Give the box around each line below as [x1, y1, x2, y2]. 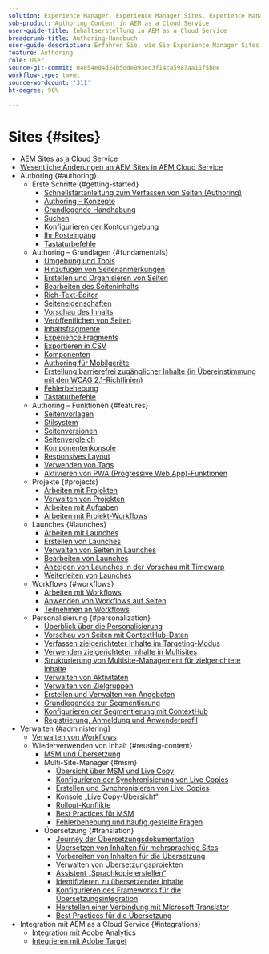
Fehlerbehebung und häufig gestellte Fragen [55, 817, 203, 827]
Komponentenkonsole [43, 443, 116, 453]
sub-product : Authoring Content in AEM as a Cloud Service [8, 19, 210, 27]
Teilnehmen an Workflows [43, 605, 130, 615]
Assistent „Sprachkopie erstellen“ [55, 868, 167, 878]
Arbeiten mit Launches [43, 528, 118, 538]
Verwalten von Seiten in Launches [43, 545, 156, 555]
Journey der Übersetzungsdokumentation [55, 834, 195, 844]
